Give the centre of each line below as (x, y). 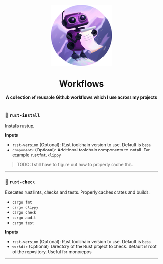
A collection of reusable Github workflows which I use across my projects (81, 97)
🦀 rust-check (20, 182)
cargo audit (24, 218)
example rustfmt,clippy (36, 155)
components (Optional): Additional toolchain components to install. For (81, 150)
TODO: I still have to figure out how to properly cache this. (75, 165)
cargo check (24, 212)
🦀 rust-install (23, 115)
